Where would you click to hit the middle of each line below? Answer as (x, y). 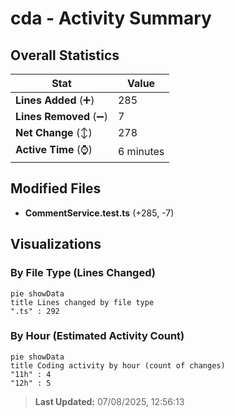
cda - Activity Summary (111, 18)
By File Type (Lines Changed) (83, 273)
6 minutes (141, 151)
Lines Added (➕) (55, 100)
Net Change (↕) (54, 132)
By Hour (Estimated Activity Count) (97, 336)
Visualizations (56, 244)
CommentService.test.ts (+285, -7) (99, 213)
